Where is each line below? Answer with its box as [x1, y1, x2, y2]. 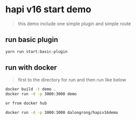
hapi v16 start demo [5, 4, 91, 15]
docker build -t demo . [5, 87, 56, 92]
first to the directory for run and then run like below [17, 77, 127, 83]
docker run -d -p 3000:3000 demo [5, 91, 77, 97]
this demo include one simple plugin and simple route [17, 21, 131, 27]
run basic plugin [5, 35, 59, 44]
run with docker [5, 63, 57, 72]
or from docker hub [5, 101, 47, 106]
